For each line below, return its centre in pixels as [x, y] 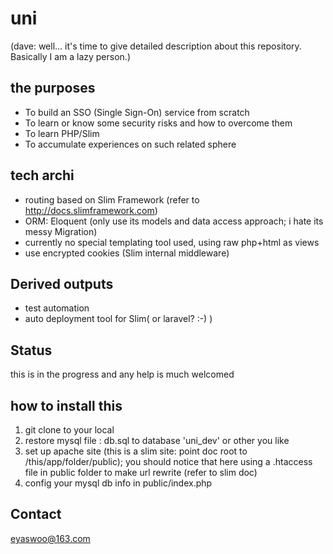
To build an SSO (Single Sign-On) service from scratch [137, 112]
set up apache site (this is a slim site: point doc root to [136, 451]
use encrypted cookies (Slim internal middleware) [127, 253]
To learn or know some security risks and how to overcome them [158, 123]
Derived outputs [62, 283]
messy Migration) [61, 231]
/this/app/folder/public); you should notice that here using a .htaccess [168, 461]
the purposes [53, 88]
